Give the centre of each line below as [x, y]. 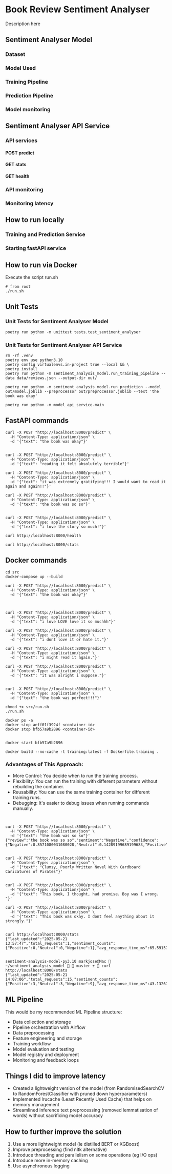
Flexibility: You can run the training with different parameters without [85, 781]
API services [21, 141]
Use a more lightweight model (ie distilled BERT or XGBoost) [76, 1144]
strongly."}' [19, 921]
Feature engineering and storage [47, 1038]
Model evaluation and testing [43, 1049]
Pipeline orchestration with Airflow [49, 1027]
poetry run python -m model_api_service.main [55, 405]
